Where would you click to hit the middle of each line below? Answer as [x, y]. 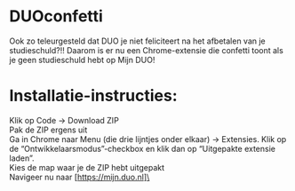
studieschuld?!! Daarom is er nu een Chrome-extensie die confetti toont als [147, 50]
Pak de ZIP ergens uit [48, 130]
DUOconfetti [56, 16]
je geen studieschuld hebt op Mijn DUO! [82, 60]
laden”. [22, 158]
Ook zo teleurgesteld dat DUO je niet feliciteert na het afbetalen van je [138, 41]
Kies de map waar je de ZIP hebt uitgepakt [87, 167]
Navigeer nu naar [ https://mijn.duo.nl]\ [80, 177]
